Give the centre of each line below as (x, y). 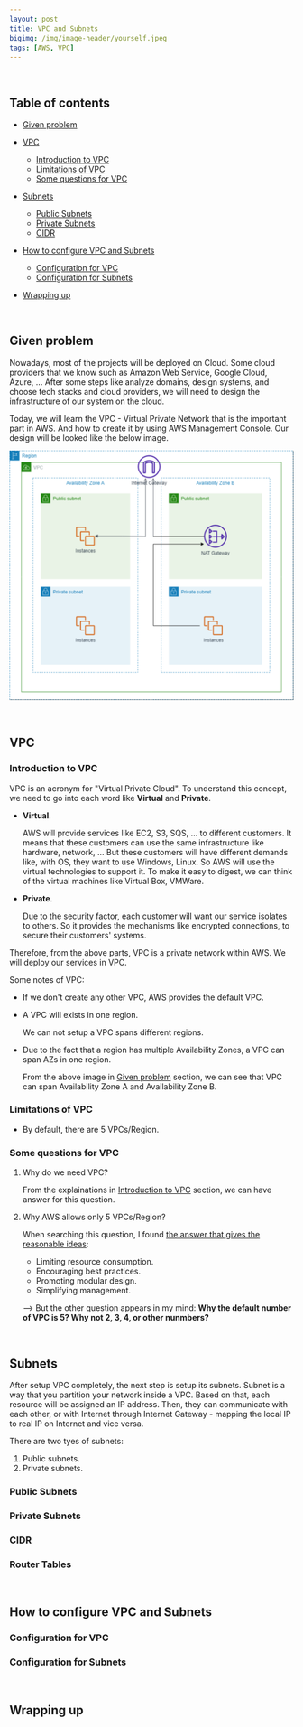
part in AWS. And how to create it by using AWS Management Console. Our (149, 428)
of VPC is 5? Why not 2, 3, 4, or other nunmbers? (115, 1318)
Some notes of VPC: (47, 979)
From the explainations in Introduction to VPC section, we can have (147, 1190)
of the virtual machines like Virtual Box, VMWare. (113, 881)
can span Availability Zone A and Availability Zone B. (119, 1086)
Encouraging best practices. (88, 1271)
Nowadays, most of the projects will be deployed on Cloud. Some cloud (142, 362)
